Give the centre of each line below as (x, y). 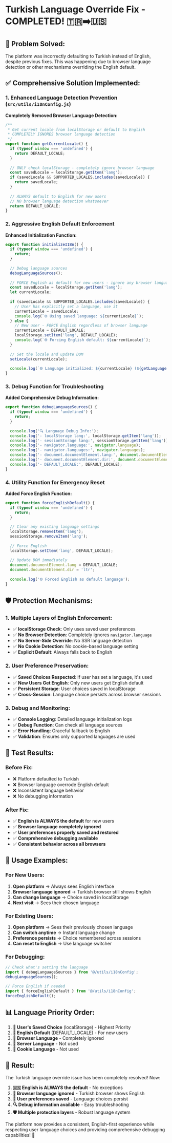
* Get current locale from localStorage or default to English (76, 129)
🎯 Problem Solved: (35, 44)
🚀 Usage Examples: (37, 860)
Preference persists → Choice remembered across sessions (77, 938)
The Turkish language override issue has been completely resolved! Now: (83, 1078)
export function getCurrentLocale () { (47, 144)
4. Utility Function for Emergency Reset (55, 482)
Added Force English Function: (39, 493)
